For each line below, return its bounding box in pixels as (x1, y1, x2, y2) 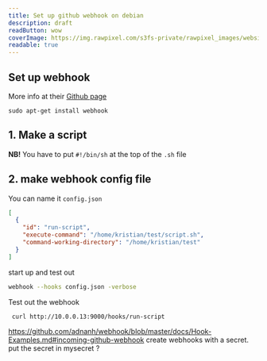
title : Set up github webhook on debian (8, 11, 145, 20)
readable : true (8, 41, 59, 49)
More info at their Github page (8, 91, 107, 101)
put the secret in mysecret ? (8, 344, 100, 353)
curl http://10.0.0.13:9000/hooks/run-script (11, 313, 165, 321)
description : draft (8, 19, 73, 27)
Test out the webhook (8, 297, 79, 306)
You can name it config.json (8, 194, 103, 203)
